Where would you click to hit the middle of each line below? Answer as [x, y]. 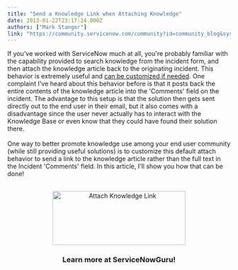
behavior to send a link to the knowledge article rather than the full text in [114, 159]
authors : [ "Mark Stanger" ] [47, 27]
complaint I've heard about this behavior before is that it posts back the [112, 84]
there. [16, 129]
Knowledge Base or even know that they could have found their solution [112, 122]
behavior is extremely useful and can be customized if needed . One [106, 76]
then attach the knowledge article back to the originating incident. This [110, 69]
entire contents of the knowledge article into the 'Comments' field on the [113, 91]
